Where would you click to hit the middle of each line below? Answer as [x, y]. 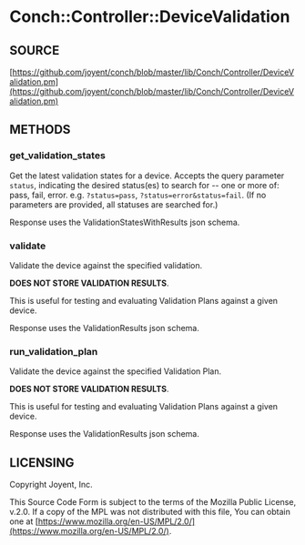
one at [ [24, 521]
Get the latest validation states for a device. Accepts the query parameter [147, 176]
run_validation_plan [54, 351]
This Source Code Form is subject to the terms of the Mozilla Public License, [153, 502]
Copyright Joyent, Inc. [51, 485]
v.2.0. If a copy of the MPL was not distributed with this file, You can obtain [150, 512]
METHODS [40, 130]
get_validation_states [58, 156]
